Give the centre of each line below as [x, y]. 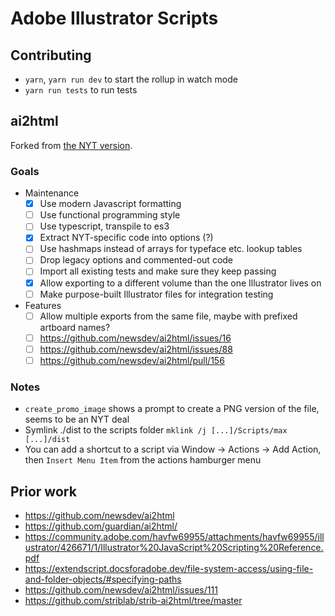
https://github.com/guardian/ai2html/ [101, 526]
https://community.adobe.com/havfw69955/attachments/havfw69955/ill [174, 537]
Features [43, 305]
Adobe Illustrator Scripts [114, 18]
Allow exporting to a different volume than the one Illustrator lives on [180, 283]
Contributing [51, 55]
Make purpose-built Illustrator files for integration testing [156, 294]
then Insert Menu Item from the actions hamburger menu [143, 460]
